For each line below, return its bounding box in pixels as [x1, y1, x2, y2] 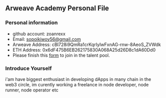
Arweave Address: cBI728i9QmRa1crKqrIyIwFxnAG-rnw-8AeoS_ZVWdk [12, 41, 161, 47]
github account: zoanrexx [12, 30, 66, 37]
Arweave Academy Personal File [5, 4, 109, 13]
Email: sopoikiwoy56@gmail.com [12, 36, 81, 42]
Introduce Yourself [5, 65, 52, 72]
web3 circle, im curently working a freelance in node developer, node [5, 81, 149, 87]
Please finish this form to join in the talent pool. [12, 52, 110, 58]
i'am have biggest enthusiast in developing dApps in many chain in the [5, 76, 151, 82]
